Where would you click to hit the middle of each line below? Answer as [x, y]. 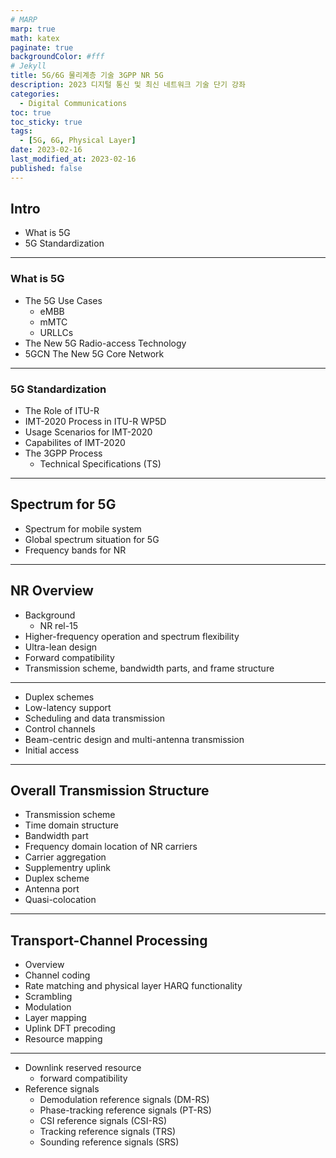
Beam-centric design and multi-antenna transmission [134, 739]
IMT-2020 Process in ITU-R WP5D [95, 422]
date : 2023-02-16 [46, 150]
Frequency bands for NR [75, 550]
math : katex [35, 38]
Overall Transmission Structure [110, 791]
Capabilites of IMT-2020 [75, 443]
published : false [46, 168]
